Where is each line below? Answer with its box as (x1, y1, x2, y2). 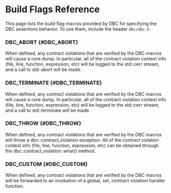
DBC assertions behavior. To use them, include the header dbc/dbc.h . (5, 26, 151, 32)
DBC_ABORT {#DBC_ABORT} (5, 38, 79, 45)
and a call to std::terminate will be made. (5, 107, 90, 113)
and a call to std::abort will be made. (5, 66, 82, 73)
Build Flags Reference (5, 4, 100, 15)
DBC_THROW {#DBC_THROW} (5, 120, 82, 127)
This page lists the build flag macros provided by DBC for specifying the (5, 20, 157, 27)
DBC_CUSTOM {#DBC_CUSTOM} (5, 160, 88, 167)
